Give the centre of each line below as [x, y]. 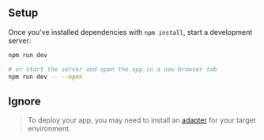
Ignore [25, 101]
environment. [49, 129]
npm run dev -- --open [45, 77]
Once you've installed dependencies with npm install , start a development [130, 32]
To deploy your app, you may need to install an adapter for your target [141, 120]
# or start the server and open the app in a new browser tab [113, 69]
